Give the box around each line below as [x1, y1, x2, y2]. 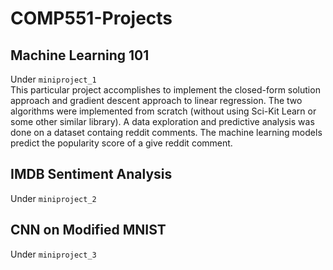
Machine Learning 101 [10, 47, 150, 64]
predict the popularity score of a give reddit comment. [10, 137, 233, 149]
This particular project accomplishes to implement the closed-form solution [10, 84, 321, 96]
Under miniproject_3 [10, 248, 97, 260]
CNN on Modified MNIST [10, 222, 167, 239]
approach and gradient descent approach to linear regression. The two [10, 95, 303, 106]
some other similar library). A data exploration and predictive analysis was [10, 116, 315, 127]
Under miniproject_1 [10, 73, 97, 85]
